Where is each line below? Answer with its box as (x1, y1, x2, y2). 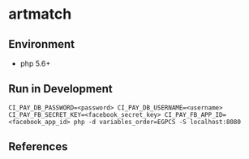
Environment (8, 37, 75, 51)
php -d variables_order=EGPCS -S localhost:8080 (73, 118, 242, 126)
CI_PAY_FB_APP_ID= (164, 110, 227, 118)
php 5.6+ (19, 58, 51, 68)
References (8, 140, 68, 154)
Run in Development (8, 82, 113, 96)
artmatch (8, 5, 72, 24)
